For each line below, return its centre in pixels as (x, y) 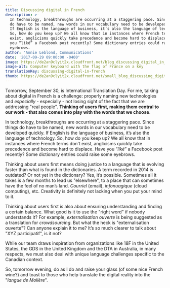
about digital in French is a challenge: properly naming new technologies (81, 96)
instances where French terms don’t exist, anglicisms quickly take (74, 143)
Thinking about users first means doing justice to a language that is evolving (85, 164)
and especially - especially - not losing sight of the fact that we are (75, 101)
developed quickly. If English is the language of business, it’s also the (77, 133)
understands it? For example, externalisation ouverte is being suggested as (84, 217)
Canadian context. (24, 259)
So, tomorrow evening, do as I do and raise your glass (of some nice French (84, 269)
